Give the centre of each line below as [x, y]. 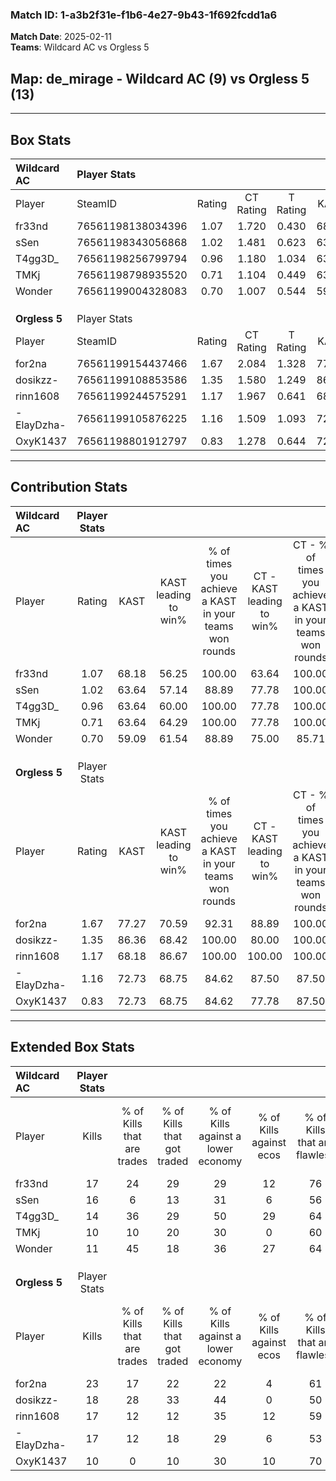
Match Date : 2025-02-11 [61, 37]
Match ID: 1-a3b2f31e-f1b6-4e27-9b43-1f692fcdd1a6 [144, 15]
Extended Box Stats [72, 1047]
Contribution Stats [69, 487]
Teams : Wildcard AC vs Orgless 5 [80, 47]
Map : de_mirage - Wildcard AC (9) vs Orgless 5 [160, 78]
